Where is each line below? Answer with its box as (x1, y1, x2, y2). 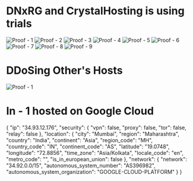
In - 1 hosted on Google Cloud (6, 104, 154, 118)
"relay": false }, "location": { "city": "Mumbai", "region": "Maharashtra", (6, 130, 179, 138)
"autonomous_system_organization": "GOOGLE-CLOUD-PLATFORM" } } (6, 168, 182, 175)
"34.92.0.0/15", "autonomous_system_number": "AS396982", (6, 162, 156, 169)
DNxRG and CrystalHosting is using (6, 4, 185, 18)
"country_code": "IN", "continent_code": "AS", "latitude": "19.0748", (6, 143, 170, 150)
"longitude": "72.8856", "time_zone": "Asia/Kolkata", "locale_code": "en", (6, 149, 184, 156)
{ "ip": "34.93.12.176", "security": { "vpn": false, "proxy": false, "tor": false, (6, 124, 187, 131)
